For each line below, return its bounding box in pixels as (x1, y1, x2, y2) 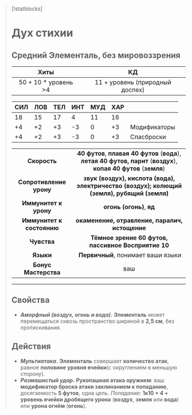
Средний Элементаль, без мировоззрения (11, 50, 181, 60)
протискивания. (20, 323, 61, 331)
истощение (112, 224, 146, 232)
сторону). (20, 370, 46, 377)
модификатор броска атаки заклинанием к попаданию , (20, 382, 169, 390)
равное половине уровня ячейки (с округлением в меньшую (20, 364, 178, 371)
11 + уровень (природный (94, 78, 172, 86)
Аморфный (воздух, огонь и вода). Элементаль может (20, 311, 166, 318)
